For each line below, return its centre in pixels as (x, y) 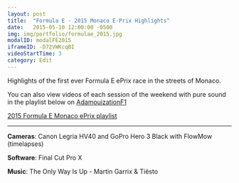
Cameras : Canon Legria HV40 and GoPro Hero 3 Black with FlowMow (110, 136)
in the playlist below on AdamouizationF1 (67, 102)
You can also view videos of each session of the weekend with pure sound (117, 94)
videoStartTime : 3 (34, 54)
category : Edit (30, 61)
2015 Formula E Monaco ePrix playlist (62, 115)
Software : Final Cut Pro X (45, 157)
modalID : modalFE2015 (39, 41)
